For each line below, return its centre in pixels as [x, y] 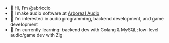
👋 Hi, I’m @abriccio [30, 8]
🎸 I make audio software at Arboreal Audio [55, 13]
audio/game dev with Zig [36, 35]
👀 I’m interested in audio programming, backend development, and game [87, 19]
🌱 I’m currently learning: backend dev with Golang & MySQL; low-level [84, 30]
